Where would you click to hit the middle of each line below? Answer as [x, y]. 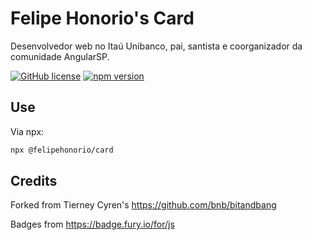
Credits [34, 181]
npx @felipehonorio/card [62, 150]
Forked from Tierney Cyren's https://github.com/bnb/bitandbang [143, 205]
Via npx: [27, 131]
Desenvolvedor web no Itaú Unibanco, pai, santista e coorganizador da [156, 46]
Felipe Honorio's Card [102, 18]
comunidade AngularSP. [60, 56]
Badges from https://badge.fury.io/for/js [92, 224]
